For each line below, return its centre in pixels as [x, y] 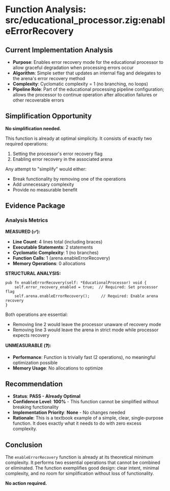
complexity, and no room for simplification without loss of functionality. [80, 474]
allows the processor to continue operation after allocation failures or [85, 95]
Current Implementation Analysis [59, 50]
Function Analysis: [46, 9]
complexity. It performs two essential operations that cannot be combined [83, 462]
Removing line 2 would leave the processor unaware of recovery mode [87, 324]
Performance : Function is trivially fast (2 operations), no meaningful [84, 357]
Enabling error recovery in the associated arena [63, 159]
